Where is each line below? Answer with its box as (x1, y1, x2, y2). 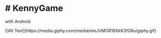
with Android (5, 19, 31, 24)
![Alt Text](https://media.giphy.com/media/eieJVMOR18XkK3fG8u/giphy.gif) (5, 28, 157, 33)
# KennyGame (5, 3, 64, 14)
